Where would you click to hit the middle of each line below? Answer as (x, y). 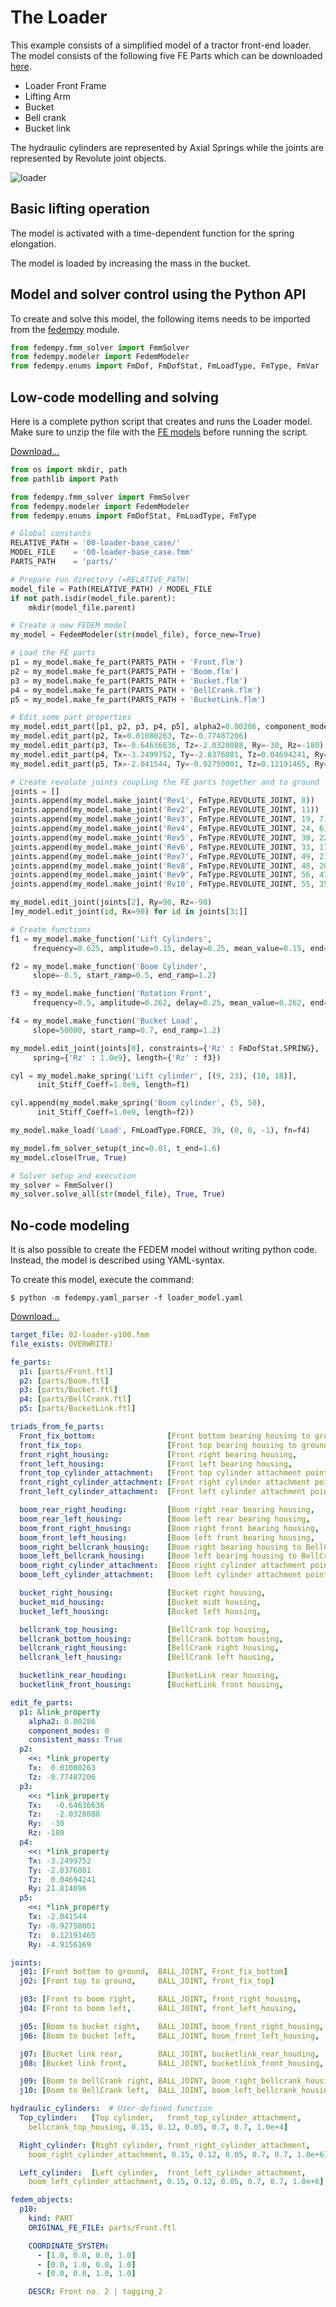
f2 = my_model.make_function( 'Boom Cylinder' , (109, 966)
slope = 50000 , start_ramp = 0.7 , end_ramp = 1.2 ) (127, 1030)
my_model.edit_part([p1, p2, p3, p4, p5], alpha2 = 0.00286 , (136, 727)
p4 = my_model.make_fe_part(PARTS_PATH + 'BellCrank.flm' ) (136, 690)
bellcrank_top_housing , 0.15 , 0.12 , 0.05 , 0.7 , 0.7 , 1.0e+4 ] (158, 2127)
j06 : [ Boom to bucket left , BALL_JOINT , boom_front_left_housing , (169, 2036)
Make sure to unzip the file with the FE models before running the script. (159, 432)
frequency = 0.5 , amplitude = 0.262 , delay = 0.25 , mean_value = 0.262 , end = (180, 1003)
